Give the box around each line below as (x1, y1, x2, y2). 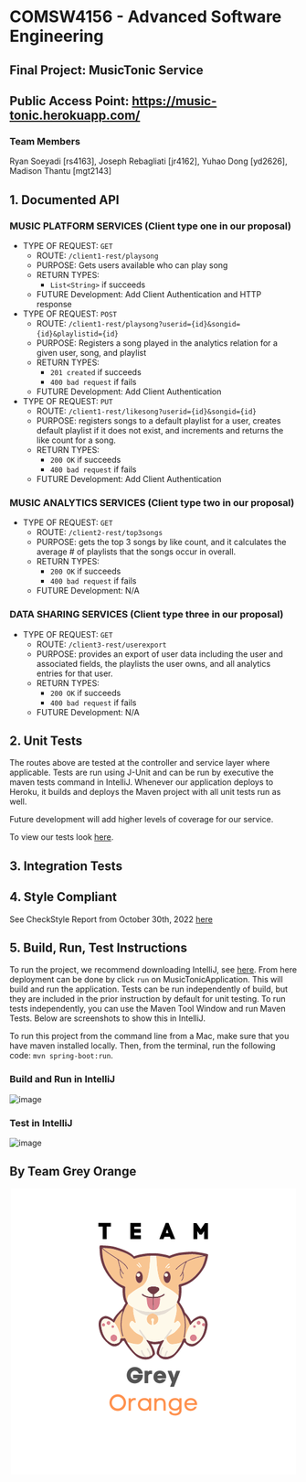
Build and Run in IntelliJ (9, 1073, 116, 1086)
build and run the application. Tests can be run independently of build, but (9, 983, 289, 994)
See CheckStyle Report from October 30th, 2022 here (9, 913, 213, 925)
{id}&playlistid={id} (36, 329, 119, 338)
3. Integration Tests (9, 858, 123, 874)
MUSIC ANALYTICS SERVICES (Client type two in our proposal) (9, 496, 295, 509)
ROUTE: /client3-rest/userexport (36, 639, 167, 650)
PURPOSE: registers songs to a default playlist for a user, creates (36, 414, 281, 426)
